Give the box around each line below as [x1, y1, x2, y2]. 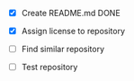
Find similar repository [21, 44, 105, 55]
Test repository [21, 62, 78, 73]
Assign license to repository [21, 26, 126, 37]
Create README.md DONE [21, 8, 121, 18]
